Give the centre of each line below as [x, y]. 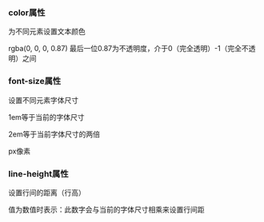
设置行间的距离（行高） [47, 192]
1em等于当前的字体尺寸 [47, 117]
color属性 [27, 12]
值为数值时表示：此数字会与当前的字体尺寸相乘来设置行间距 [106, 209]
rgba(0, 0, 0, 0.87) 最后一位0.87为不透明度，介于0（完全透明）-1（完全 [125, 49]
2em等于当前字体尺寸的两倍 [54, 134]
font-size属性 [35, 81]
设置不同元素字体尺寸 [43, 100]
